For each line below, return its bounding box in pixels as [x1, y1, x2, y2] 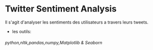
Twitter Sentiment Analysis [5, 3, 117, 14]
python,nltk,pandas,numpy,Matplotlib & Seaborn [5, 39, 103, 45]
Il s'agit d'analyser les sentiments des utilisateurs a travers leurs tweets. [5, 19, 149, 25]
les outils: [12, 28, 31, 34]
